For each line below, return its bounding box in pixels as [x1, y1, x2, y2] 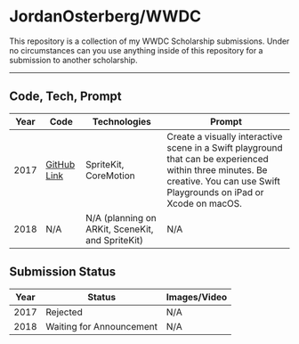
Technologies [92, 115, 151, 127]
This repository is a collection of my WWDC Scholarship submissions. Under [9, 36, 290, 46]
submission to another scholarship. [9, 54, 138, 65]
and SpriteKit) [85, 233, 144, 246]
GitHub [45, 158, 76, 170]
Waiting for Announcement [45, 320, 158, 332]
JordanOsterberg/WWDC [9, 6, 202, 27]
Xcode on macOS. [166, 197, 243, 209]
